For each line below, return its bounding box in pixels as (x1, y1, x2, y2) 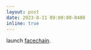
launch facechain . (6, 37, 51, 45)
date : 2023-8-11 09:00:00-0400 (6, 15, 86, 21)
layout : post (6, 9, 39, 15)
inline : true (6, 20, 39, 26)
